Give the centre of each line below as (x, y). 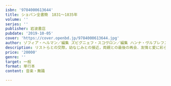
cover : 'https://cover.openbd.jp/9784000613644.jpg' (62, 38)
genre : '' (16, 57)
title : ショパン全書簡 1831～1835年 (41, 15)
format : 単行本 (20, 66)
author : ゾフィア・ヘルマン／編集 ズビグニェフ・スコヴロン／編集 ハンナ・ (75, 43)
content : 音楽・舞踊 (25, 71)
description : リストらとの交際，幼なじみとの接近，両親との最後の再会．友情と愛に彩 (84, 48)
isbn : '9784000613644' (29, 10)
